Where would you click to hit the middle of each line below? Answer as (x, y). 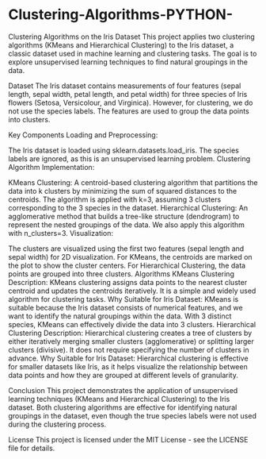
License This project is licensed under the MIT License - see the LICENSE (128, 439)
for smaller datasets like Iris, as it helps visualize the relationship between (128, 366)
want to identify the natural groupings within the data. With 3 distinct (120, 316)
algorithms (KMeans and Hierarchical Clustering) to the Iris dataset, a (121, 44)
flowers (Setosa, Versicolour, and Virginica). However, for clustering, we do (131, 102)
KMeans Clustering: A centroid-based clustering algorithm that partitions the (133, 182)
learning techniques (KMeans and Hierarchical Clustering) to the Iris (119, 399)
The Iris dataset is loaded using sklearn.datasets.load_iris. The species (123, 150)
